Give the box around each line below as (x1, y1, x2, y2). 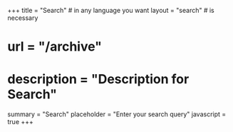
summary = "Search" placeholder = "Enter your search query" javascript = (7, 110, 227, 118)
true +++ (7, 118, 34, 126)
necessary (7, 14, 38, 22)
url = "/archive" (7, 39, 102, 55)
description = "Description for (7, 71, 190, 88)
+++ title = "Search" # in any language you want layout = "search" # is (7, 6, 215, 14)
